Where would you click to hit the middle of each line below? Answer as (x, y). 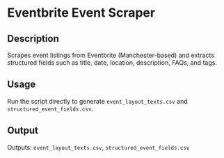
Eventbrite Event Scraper (81, 13)
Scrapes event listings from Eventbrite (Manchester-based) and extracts (111, 55)
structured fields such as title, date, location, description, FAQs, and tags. (112, 63)
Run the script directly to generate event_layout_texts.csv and (97, 101)
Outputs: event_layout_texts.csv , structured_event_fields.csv (98, 147)
